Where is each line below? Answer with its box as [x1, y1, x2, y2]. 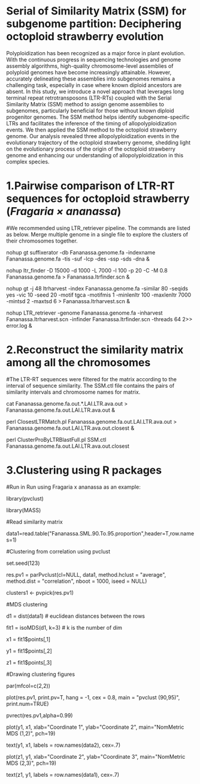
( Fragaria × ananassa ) [6, 205, 122, 219]
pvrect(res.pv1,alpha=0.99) [6, 711, 73, 719]
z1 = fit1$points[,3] [6, 659, 52, 666]
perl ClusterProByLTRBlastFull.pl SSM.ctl [6, 436, 107, 443]
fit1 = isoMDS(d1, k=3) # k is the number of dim [6, 624, 123, 631]
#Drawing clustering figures [6, 671, 75, 678]
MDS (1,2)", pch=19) [6, 729, 56, 737]
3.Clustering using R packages [6, 463, 162, 477]
